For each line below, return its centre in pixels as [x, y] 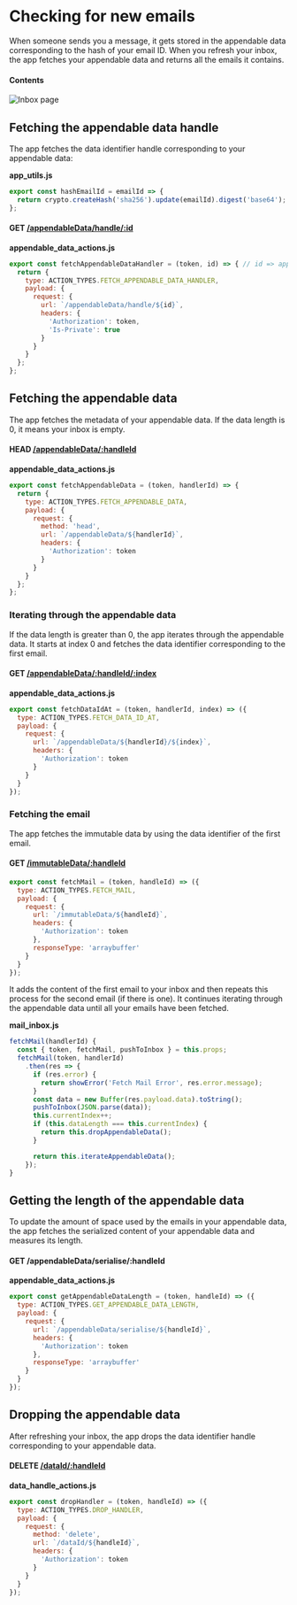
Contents [27, 80]
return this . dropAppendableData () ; [107, 1132]
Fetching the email [50, 814]
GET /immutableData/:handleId [68, 863]
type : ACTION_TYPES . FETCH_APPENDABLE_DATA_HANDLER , [122, 281]
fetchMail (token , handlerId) [71, 1058]
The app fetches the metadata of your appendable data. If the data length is [147, 420]
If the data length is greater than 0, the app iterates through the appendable [147, 634]
